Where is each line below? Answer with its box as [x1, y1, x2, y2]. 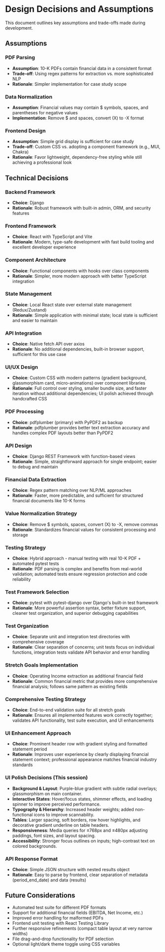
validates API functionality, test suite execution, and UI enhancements [12, 717, 154, 723]
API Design [5, 442, 32, 449]
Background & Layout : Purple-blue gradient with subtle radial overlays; [12, 785, 158, 791]
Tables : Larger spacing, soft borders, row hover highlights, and [12, 817, 140, 823]
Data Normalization [5, 93, 53, 100]
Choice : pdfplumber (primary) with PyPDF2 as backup [12, 419, 123, 425]
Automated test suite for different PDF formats [12, 904, 106, 910]
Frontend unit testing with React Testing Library [12, 920, 109, 926]
